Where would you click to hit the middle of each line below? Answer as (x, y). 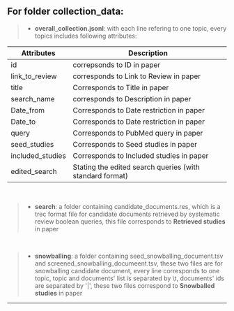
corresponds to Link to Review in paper (137, 76)
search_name (33, 99)
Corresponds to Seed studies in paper (135, 144)
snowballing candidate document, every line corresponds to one (127, 270)
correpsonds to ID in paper (117, 64)
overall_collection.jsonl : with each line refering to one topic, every (131, 28)
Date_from (28, 110)
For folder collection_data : (65, 12)
